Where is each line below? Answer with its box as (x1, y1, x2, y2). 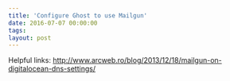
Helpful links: (8, 56, 52, 65)
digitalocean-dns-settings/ (8, 64, 96, 74)
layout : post (8, 33, 52, 42)
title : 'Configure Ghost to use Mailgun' (8, 11, 148, 20)
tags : (8, 26, 26, 34)
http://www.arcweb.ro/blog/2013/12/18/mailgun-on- (53, 56, 223, 65)
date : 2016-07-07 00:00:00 (8, 19, 98, 27)
